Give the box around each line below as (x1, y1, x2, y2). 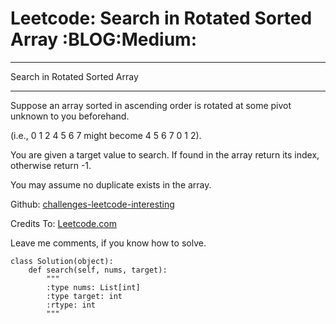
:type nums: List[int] (46, 282, 141, 292)
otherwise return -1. (10, 159, 92, 171)
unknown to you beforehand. (10, 110, 130, 122)
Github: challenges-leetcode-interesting (10, 198, 175, 210)
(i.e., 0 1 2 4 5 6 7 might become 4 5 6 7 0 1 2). (10, 129, 202, 141)
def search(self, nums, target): (28, 265, 168, 275)
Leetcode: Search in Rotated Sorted (10, 7, 313, 30)
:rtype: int (46, 300, 97, 310)
